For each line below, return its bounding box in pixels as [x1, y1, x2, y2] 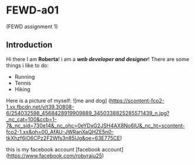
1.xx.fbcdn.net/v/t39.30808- [6, 103, 75, 110]
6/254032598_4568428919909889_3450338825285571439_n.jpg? [6, 109, 170, 116]
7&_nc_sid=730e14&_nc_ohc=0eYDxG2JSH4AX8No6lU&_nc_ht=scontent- [6, 122, 185, 129]
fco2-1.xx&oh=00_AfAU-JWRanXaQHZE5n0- [6, 128, 115, 135]
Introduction [6, 40, 53, 50]
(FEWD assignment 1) [6, 23, 58, 30]
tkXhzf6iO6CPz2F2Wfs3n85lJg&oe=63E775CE [6, 134, 120, 142]
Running [14, 73, 35, 80]
